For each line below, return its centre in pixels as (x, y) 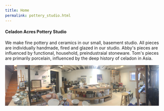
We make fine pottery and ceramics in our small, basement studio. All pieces (82, 43)
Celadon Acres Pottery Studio (36, 32)
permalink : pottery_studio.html (38, 15)
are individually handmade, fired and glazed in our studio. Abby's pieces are (82, 48)
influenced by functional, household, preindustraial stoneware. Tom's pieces (82, 53)
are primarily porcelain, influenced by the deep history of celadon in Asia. (79, 58)
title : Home (17, 10)
